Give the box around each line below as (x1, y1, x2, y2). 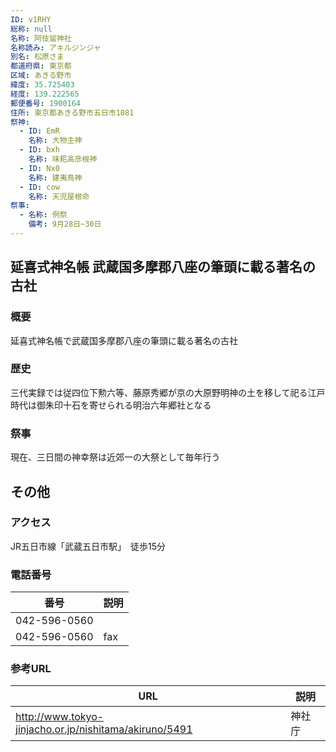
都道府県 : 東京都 (10, 61, 72, 71)
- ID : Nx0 (19, 163, 60, 173)
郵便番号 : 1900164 (10, 98, 82, 108)
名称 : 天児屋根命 (28, 191, 90, 201)
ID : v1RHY (10, 14, 52, 25)
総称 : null (10, 24, 53, 34)
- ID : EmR (19, 126, 60, 136)
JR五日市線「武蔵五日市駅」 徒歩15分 (10, 540, 166, 552)
